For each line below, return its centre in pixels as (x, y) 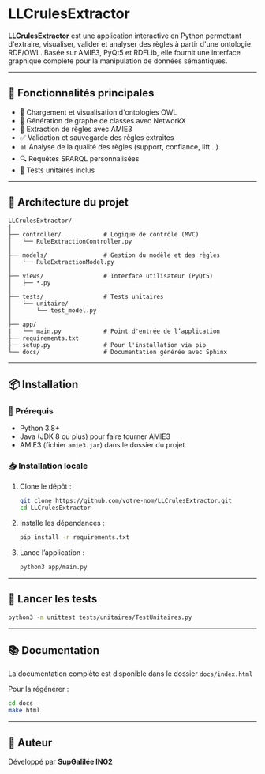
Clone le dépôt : (45, 486)
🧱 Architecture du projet (68, 202)
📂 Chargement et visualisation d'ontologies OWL (98, 112)
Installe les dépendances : (62, 523)
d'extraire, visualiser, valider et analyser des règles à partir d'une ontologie (129, 43)
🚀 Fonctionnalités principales (81, 93)
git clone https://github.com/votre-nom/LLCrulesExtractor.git (126, 500)
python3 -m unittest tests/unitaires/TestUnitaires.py (100, 617)
